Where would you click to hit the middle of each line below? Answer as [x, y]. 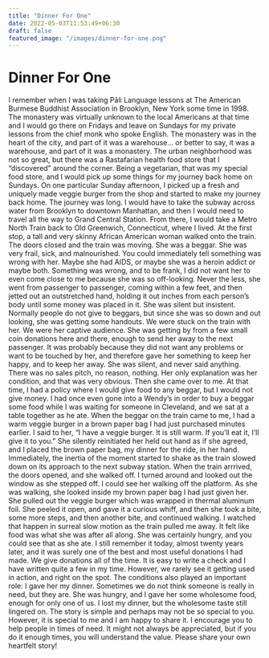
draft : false [30, 30]
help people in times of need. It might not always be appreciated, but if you [132, 629]
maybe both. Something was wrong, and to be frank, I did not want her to [129, 270]
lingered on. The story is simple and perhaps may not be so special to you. [132, 611]
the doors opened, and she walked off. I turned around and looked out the [130, 475]
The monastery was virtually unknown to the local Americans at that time [129, 117]
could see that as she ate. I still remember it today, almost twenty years [126, 543]
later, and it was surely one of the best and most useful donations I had [126, 552]
